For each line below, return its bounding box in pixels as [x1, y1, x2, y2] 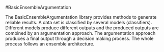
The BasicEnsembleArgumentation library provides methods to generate [5, 14, 157, 20]
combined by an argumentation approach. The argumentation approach [5, 30, 156, 36]
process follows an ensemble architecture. [5, 41, 95, 47]
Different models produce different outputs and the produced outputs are [5, 25, 159, 31]
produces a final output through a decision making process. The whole [5, 35, 154, 41]
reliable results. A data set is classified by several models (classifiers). [5, 20, 152, 25]
